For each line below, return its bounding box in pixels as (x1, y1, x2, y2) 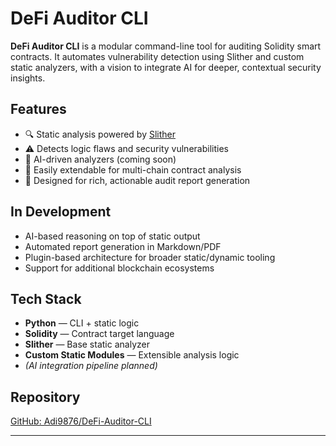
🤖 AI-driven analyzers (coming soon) (24, 153, 177, 165)
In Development (10, 203, 112, 221)
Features (10, 101, 67, 118)
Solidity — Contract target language (24, 328, 175, 340)
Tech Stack (10, 290, 82, 307)
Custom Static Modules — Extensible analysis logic (24, 349, 240, 361)
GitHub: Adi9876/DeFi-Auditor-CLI (10, 415, 152, 427)
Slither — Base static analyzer (24, 338, 150, 351)
